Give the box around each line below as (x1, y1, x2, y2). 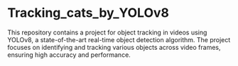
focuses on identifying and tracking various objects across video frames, (7, 43, 221, 51)
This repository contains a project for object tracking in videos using (7, 28, 207, 37)
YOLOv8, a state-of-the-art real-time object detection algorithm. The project (7, 35, 231, 44)
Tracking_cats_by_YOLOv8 (7, 5, 169, 21)
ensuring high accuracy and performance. (7, 51, 131, 59)
